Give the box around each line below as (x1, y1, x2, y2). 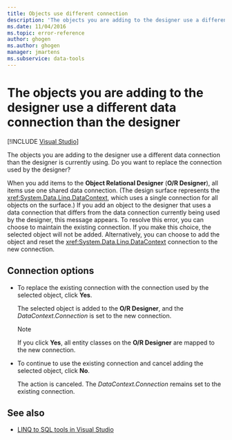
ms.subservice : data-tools (7, 55, 85, 62)
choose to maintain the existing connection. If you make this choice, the (7, 223, 212, 231)
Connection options (7, 265, 95, 277)
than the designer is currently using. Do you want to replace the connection (7, 158, 222, 166)
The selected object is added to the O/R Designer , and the (17, 304, 184, 312)
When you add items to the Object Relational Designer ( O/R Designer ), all (7, 178, 219, 187)
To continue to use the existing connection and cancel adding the (17, 359, 204, 367)
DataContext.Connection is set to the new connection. (17, 311, 172, 320)
